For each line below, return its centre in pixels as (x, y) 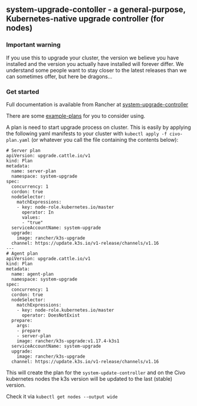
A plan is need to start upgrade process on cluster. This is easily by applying (98, 127)
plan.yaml (18, 140)
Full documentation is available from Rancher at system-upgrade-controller (97, 104)
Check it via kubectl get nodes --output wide (62, 396)
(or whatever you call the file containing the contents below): (105, 139)
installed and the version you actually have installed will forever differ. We (95, 64)
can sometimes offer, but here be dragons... (59, 76)
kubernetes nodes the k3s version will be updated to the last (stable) (89, 378)
